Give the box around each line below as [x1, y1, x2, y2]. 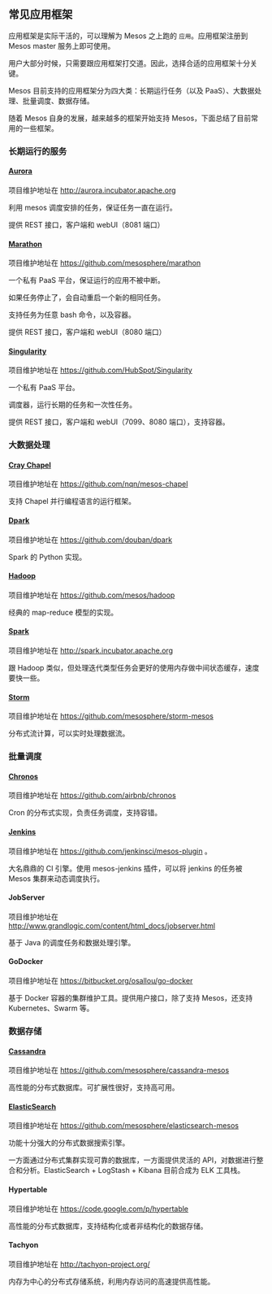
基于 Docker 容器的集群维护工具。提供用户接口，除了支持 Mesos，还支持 [8, 993, 253, 1003]
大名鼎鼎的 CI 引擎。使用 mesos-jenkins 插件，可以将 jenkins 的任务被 [8, 863, 243, 873]
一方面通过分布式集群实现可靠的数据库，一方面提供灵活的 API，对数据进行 [8, 1155, 257, 1165]
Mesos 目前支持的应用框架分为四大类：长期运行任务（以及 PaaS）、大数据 [8, 85, 255, 95]
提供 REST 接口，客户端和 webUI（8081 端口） [8, 219, 165, 229]
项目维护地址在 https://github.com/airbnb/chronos [8, 791, 176, 801]
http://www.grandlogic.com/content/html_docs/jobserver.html [8, 921, 216, 931]
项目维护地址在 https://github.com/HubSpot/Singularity [8, 365, 192, 376]
